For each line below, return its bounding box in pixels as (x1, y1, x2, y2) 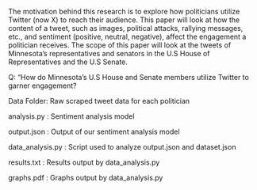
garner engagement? (8, 81, 77, 90)
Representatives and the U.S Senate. (8, 57, 128, 66)
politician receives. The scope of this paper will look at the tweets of (8, 40, 232, 50)
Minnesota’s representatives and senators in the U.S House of (8, 49, 210, 58)
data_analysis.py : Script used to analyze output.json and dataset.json (8, 142, 236, 151)
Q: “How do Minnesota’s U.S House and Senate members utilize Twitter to (8, 73, 250, 82)
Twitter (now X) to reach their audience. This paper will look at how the (8, 15, 240, 25)
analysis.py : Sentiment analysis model (8, 112, 135, 121)
